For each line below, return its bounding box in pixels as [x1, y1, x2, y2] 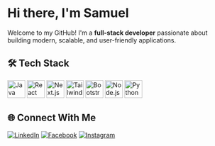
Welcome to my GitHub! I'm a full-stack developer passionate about [7, 28, 208, 37]
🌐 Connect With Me [7, 112, 97, 124]
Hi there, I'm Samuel [7, 5, 129, 21]
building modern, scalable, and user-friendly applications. [7, 35, 176, 44]
